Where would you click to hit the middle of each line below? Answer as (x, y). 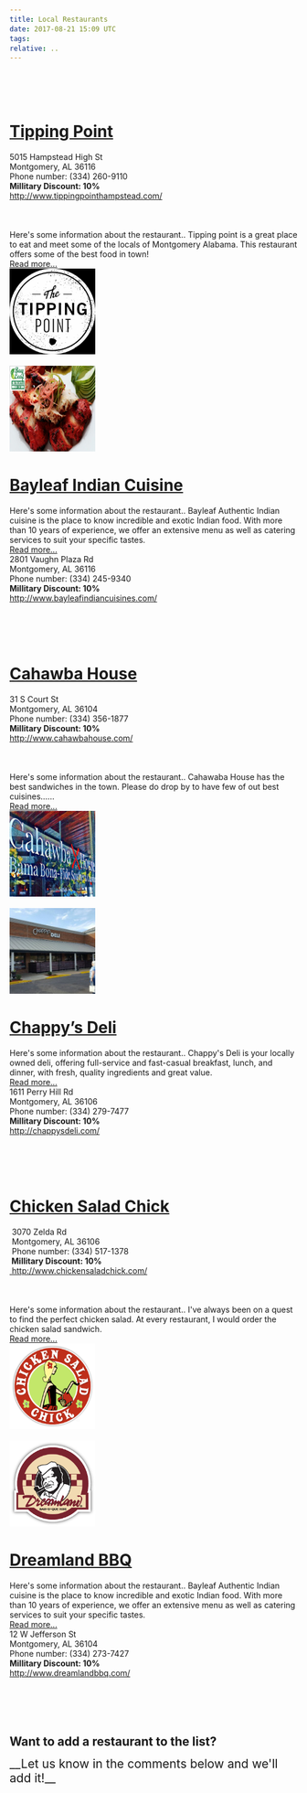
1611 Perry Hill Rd (42, 1092)
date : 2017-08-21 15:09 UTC (63, 29)
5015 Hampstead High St (56, 157)
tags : (20, 38)
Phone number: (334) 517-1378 (70, 1251)
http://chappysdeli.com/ (55, 1131)
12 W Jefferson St (43, 1634)
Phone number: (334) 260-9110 (69, 176)
